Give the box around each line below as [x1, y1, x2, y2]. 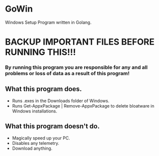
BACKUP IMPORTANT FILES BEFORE [5, 36, 155, 47]
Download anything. [12, 145, 53, 151]
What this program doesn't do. [5, 122, 100, 130]
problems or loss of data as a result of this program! [5, 70, 130, 77]
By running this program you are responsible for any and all [5, 64, 148, 71]
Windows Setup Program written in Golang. [5, 19, 91, 25]
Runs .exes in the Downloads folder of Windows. [12, 98, 109, 104]
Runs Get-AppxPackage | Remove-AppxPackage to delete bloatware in [12, 103, 155, 109]
